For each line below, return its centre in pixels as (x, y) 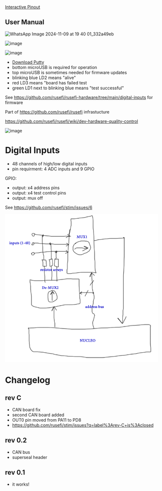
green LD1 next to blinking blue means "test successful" (68, 88)
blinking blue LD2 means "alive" (44, 78)
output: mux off (27, 198)
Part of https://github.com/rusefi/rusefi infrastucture (57, 112)
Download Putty (28, 62)
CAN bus (21, 452)
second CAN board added (38, 415)
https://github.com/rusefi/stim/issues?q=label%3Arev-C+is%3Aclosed (83, 425)
